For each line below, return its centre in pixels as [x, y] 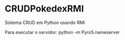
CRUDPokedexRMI [44, 9]
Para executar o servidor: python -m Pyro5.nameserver [62, 32]
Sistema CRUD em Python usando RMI [45, 22]
